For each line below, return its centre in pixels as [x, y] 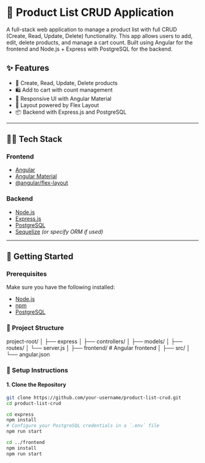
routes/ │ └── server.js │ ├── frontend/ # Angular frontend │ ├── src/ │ [98, 347]
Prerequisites [27, 274]
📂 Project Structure [35, 328]
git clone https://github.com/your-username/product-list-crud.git [94, 398]
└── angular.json [28, 354]
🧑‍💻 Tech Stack [34, 139]
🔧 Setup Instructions [37, 370]
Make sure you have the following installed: [61, 287]
